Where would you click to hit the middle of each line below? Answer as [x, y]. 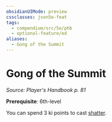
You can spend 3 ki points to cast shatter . [56, 113]
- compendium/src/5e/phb [42, 28]
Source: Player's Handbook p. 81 [46, 90]
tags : [13, 22]
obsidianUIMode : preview [37, 11]
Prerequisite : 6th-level [34, 101]
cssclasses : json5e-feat [37, 17]
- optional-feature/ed [39, 34]
